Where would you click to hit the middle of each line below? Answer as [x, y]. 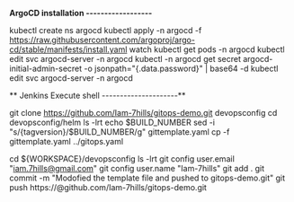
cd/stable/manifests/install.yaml [68, 49]
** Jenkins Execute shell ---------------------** [98, 95]
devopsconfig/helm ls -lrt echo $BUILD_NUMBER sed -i [112, 122]
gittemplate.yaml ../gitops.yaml [67, 141]
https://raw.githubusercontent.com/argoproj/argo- [102, 40]
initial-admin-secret [46, 68]
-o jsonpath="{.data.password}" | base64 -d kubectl [181, 68]
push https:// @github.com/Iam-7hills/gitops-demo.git [108, 187]
